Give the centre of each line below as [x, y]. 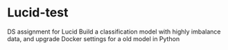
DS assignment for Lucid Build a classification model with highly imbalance [114, 32]
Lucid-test [38, 13]
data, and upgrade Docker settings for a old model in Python [94, 38]
